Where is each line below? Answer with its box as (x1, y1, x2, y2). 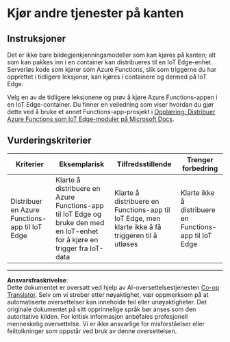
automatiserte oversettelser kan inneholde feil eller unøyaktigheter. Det (7, 298, 207, 306)
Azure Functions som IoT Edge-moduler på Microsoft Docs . (7, 115, 175, 123)
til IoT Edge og (55, 209, 102, 219)
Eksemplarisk (59, 159, 105, 169)
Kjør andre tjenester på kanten (7, 5, 184, 21)
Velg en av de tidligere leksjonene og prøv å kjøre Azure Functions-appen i (7, 93, 218, 101)
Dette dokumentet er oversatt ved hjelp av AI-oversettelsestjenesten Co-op (7, 283, 220, 291)
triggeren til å (114, 231, 157, 240)
